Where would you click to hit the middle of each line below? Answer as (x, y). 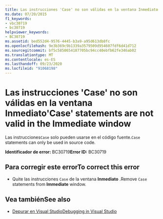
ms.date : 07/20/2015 (26, 14)
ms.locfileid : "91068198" (31, 69)
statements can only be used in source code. (51, 142)
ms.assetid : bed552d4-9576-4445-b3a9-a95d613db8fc (58, 41)
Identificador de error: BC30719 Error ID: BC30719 (56, 152)
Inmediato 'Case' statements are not (79, 113)
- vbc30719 (16, 23)
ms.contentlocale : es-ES (30, 60)
